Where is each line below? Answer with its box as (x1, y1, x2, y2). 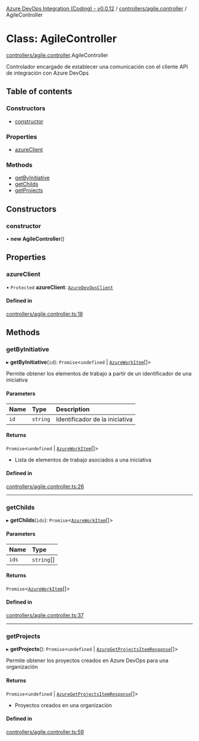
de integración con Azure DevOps (6, 69, 89, 76)
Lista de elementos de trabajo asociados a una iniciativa (14, 456, 152, 463)
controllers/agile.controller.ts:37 (6, 612, 84, 618)
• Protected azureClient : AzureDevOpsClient (6, 284, 114, 291)
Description (56, 405, 90, 413)
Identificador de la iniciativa (56, 415, 133, 423)
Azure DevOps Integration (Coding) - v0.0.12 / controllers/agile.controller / (6, 5, 187, 12)
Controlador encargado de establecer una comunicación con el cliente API (6, 63, 188, 70)
